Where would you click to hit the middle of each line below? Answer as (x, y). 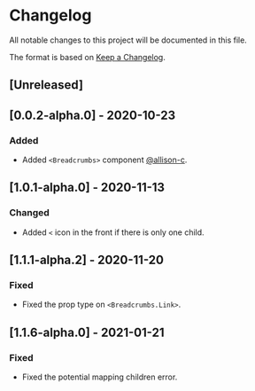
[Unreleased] (46, 85)
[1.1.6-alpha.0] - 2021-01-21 (87, 332)
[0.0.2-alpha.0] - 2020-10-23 (93, 115)
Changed (30, 213)
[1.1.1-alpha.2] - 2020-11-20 (86, 260)
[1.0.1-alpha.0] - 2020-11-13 (87, 188)
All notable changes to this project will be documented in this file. (128, 40)
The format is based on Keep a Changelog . (87, 57)
